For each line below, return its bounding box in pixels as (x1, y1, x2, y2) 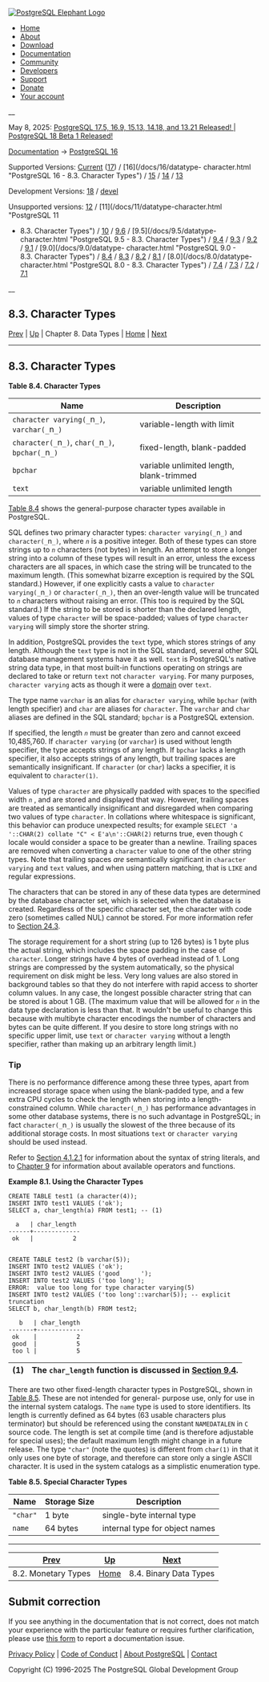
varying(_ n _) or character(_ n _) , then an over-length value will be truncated (8, 587, 259, 597)
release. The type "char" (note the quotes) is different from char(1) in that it (8, 1444, 259, 1454)
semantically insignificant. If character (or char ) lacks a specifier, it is (8, 761, 236, 771)
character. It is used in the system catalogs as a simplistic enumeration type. (8, 1461, 261, 1471)
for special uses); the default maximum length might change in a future (8, 1435, 243, 1445)
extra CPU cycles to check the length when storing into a (8, 1094, 196, 1104)
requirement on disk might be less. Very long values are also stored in (8, 970, 239, 980)
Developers (19, 66, 58, 76)
